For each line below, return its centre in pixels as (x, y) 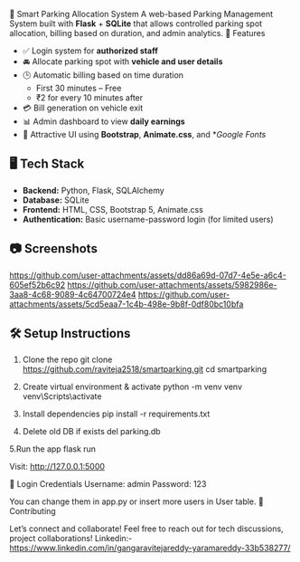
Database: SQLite (56, 200)
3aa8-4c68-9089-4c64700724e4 (73, 294)
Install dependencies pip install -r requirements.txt (116, 414)
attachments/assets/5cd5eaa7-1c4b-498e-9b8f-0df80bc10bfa (127, 304)
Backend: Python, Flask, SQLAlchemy (93, 190)
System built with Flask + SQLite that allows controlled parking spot (136, 24)
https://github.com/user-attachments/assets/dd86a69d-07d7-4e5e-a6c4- (148, 275)
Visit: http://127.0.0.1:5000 (57, 467)
